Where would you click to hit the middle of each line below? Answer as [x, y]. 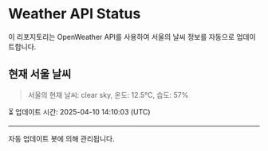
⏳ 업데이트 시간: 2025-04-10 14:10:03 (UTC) [79, 111]
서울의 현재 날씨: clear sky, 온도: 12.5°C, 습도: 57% [108, 95]
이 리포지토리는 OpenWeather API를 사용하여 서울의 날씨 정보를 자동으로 [122, 37]
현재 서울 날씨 [40, 74]
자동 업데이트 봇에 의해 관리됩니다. [61, 138]
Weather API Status [75, 14]
